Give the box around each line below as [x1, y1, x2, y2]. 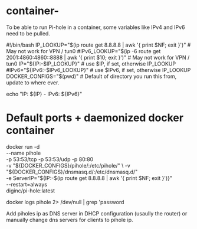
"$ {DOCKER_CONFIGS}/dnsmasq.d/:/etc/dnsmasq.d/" [6, 168, 138, 175]
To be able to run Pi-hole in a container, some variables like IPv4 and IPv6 [6, 24, 185, 31]
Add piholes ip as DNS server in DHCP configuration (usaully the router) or [6, 210, 188, 217]
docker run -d [6, 143, 40, 150]
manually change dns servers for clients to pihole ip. [6, 216, 134, 223]
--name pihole [6, 149, 41, 156]
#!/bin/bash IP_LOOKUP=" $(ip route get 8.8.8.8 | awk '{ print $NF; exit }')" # [6, 41, 191, 48]
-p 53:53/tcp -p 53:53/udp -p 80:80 [6, 155, 94, 163]
